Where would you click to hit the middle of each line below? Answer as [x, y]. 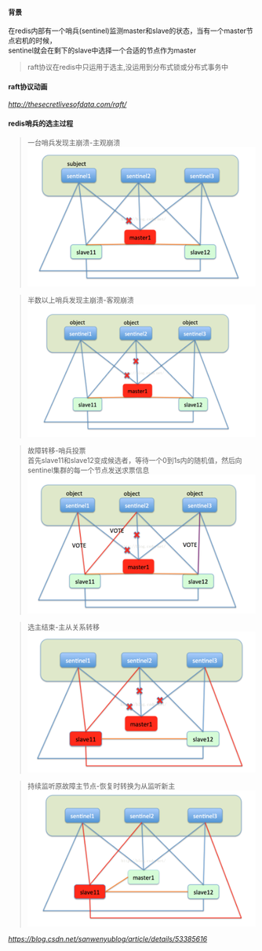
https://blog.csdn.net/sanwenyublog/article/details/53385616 [108, 938]
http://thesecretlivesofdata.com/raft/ [67, 104]
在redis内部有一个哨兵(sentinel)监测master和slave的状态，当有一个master [127, 31]
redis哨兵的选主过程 [41, 123]
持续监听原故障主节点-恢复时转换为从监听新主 [101, 785]
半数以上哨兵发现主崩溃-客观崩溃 [81, 300]
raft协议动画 [28, 86]
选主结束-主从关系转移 [64, 627]
